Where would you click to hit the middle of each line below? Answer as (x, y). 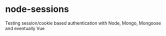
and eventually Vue (25, 28)
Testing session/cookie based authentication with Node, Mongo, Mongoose (83, 23)
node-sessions (37, 9)
